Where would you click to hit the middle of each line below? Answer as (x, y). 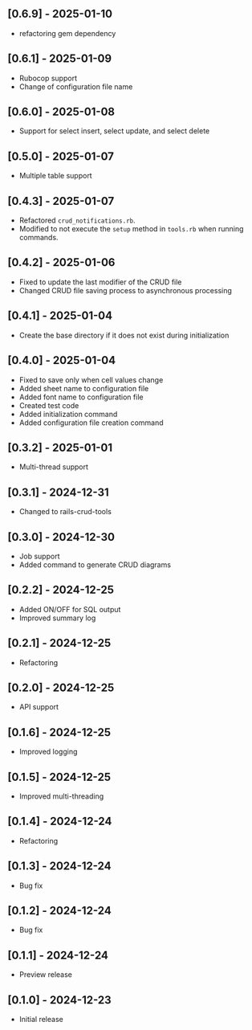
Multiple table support (56, 176)
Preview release (46, 975)
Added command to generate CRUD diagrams (95, 564)
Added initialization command (68, 414)
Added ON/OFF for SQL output (70, 609)
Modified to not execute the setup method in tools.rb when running (131, 229)
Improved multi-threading (61, 796)
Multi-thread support (54, 467)
